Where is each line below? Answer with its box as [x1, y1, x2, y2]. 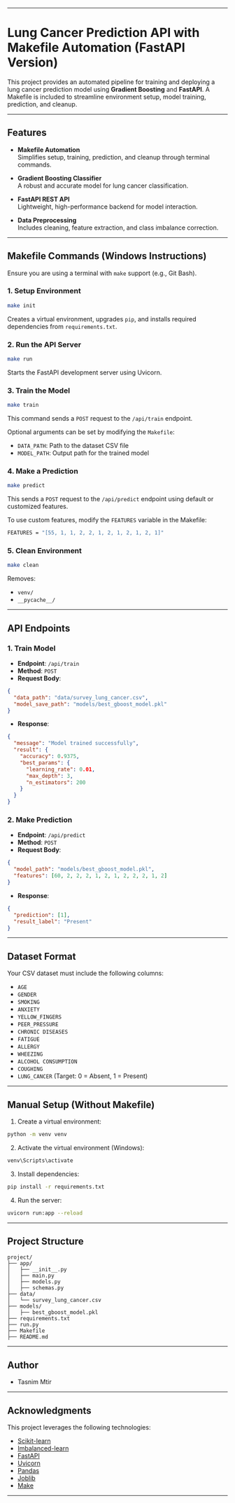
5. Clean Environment [7, 546, 83, 556]
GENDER [17, 991, 37, 998]
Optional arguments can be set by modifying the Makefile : [7, 428, 175, 436]
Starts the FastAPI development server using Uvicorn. [7, 368, 162, 377]
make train [7, 402, 39, 409]
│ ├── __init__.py [7, 1266, 68, 1273]
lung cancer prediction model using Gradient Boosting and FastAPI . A [7, 85, 210, 93]
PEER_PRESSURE [17, 1021, 59, 1028]
